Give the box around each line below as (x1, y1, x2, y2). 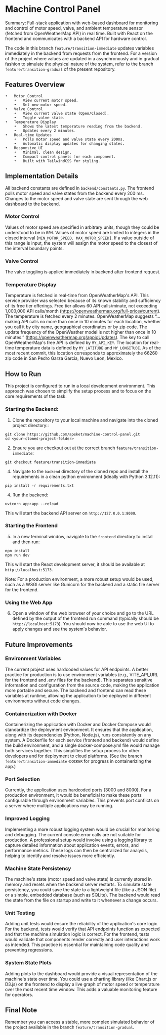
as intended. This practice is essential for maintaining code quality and (5, 942, 149, 948)
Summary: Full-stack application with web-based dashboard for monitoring (5, 20, 158, 26)
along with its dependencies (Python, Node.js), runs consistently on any (5, 732, 152, 738)
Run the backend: (12, 492, 48, 498)
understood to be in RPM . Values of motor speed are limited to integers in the (5, 229, 160, 235)
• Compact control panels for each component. (14, 154, 116, 159)
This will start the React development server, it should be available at (5, 561, 145, 567)
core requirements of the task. (5, 393, 67, 399)
